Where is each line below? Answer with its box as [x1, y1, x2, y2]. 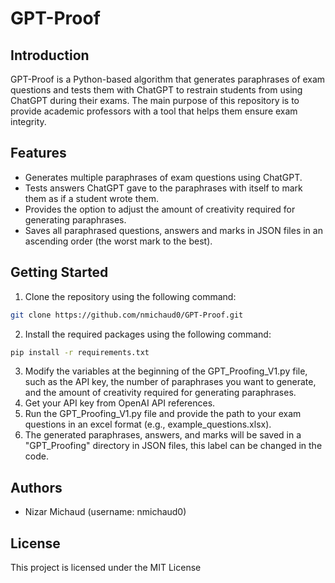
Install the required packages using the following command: [24, 328, 272, 340]
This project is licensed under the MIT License [10, 562, 202, 573]
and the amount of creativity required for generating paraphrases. [24, 387, 297, 399]
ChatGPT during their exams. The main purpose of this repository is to [10, 95, 300, 106]
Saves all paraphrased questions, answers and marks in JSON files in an [24, 224, 323, 236]
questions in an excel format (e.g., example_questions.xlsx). [24, 418, 272, 431]
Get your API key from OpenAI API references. [24, 397, 216, 409]
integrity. [10, 116, 47, 127]
